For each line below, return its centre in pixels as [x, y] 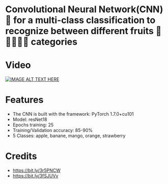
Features [24, 100]
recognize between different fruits [79, 31]
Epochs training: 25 [33, 125]
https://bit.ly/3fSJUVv [35, 176]
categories [54, 42]
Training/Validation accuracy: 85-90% [53, 130]
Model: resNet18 [30, 120]
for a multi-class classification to [85, 20]
